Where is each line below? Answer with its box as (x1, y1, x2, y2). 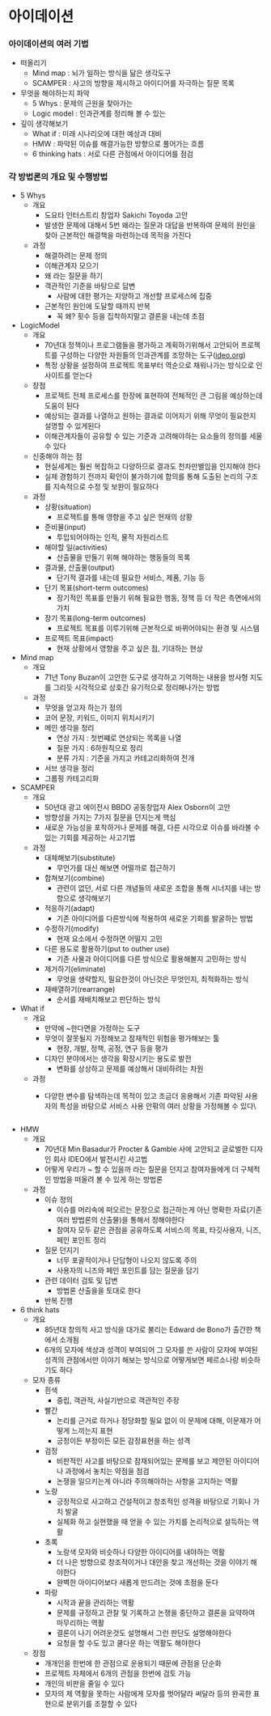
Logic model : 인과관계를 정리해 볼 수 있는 (32, 108, 166, 118)
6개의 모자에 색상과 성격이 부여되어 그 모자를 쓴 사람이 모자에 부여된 (44, 1345, 258, 1354)
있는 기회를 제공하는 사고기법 (44, 833, 136, 842)
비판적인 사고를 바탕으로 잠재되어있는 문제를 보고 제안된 (56, 1455, 232, 1465)
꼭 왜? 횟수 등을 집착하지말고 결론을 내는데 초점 (56, 311, 205, 320)
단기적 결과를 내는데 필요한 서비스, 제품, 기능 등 (56, 572, 205, 583)
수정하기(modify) (44, 923, 100, 933)
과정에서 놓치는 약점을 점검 (65, 1466, 150, 1476)
